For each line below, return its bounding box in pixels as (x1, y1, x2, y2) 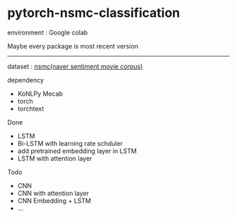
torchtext (17, 104, 44, 113)
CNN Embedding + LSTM (17, 196, 92, 205)
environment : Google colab (7, 28, 88, 37)
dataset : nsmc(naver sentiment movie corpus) (7, 62, 143, 70)
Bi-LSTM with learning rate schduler (17, 139, 123, 147)
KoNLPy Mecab (17, 89, 63, 98)
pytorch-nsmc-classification (7, 5, 181, 21)
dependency (7, 75, 44, 84)
